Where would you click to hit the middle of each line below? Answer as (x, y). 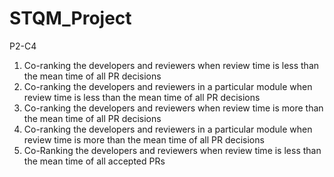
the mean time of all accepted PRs (94, 161)
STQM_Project (70, 18)
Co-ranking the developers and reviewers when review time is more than (173, 108)
